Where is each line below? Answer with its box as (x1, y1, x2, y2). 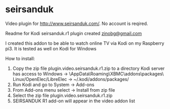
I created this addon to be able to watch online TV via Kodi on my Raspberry (5, 40, 164, 46)
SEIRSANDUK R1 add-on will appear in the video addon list (12, 98, 135, 104)
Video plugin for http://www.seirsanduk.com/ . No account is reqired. (5, 20, 148, 26)
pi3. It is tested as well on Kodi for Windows (5, 45, 96, 51)
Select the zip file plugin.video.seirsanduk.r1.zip (12, 92, 113, 98)
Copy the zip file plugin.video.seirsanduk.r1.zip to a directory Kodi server (12, 65, 165, 71)
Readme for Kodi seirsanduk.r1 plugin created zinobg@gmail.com (5, 30, 142, 36)
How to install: (5, 55, 36, 62)
